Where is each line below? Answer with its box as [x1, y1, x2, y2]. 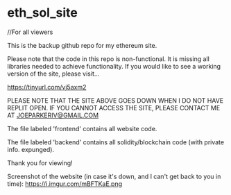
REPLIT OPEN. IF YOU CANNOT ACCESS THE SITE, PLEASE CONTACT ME [7, 103, 221, 112]
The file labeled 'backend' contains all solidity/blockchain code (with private [7, 137, 224, 146]
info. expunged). [7, 145, 54, 153]
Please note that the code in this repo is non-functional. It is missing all [7, 54, 209, 63]
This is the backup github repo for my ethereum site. [7, 41, 157, 49]
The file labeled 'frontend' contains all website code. [7, 124, 157, 133]
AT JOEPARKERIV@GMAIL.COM [7, 111, 99, 119]
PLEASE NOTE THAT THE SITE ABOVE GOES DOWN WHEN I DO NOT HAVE [7, 96, 224, 105]
